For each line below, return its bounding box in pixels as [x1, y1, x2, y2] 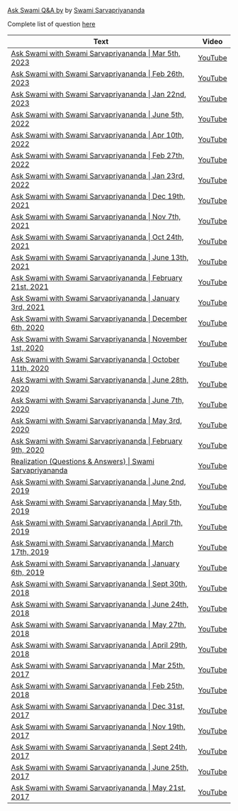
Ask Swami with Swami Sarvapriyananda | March [11, 539, 174, 548]
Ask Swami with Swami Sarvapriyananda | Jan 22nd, [11, 89, 186, 99]
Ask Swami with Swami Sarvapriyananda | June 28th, [11, 375, 189, 385]
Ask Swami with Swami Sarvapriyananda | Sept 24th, [11, 742, 188, 751]
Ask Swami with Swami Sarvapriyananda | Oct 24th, [11, 232, 184, 242]
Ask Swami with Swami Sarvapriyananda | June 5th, [11, 110, 184, 119]
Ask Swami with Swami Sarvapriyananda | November [11, 334, 188, 343]
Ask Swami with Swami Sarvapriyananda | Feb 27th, [11, 150, 185, 160]
